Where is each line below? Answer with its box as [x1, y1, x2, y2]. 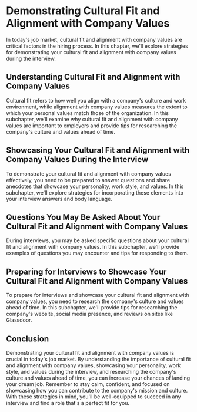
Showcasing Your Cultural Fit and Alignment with [6, 146, 190, 156]
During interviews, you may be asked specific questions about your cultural [6, 237, 189, 244]
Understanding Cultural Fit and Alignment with [6, 72, 181, 82]
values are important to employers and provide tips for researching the [6, 122, 178, 129]
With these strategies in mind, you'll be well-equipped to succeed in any [6, 393, 181, 400]
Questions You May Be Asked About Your [6, 212, 161, 222]
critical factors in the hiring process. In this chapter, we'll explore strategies [6, 42, 188, 50]
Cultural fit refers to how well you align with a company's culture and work [6, 97, 186, 104]
